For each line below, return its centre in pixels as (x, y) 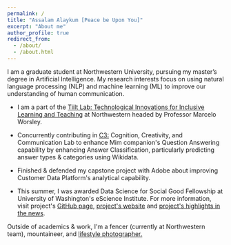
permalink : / (26, 13)
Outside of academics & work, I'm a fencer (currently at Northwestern (106, 226)
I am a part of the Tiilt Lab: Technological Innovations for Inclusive (111, 107)
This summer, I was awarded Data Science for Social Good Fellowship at (120, 191)
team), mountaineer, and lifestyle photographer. (75, 234)
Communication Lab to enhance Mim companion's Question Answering (118, 142)
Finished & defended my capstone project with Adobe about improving (118, 170)
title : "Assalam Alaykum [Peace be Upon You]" (75, 20)
